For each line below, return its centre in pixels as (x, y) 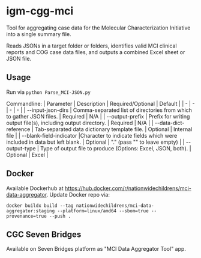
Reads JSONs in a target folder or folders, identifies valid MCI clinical (91, 46)
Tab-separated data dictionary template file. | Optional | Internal (114, 129)
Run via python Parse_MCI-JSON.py (49, 92)
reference (18, 129)
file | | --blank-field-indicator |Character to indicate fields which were (92, 135)
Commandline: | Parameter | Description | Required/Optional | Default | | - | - (100, 103)
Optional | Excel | (27, 155)
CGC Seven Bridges (44, 234)
